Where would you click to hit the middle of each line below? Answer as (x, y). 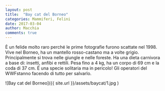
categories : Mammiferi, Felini (38, 19)
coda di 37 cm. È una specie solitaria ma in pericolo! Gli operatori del (76, 68)
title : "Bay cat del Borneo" (37, 14)
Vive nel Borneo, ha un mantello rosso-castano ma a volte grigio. (72, 52)
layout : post (19, 10)
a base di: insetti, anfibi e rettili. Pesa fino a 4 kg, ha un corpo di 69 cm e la (82, 63)
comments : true (21, 33)
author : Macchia (22, 28)
